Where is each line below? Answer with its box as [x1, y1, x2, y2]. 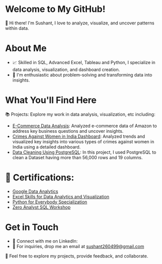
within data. [5, 25, 29, 31]
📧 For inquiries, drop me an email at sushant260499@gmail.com [12, 243, 145, 249]
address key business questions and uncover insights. [12, 128, 124, 134]
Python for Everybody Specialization [12, 199, 87, 205]
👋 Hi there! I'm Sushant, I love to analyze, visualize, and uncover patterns [5, 20, 155, 26]
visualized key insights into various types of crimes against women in [12, 138, 155, 145]
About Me [5, 43, 47, 54]
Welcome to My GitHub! [5, 3, 106, 15]
